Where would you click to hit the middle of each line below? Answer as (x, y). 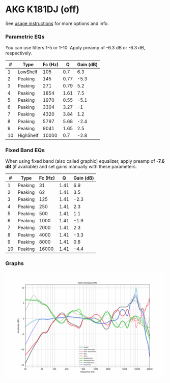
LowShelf (27, 72)
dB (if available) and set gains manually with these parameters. (71, 167)
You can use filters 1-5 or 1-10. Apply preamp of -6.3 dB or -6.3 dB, (75, 48)
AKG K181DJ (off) (42, 9)
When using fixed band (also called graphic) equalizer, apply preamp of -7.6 (85, 161)
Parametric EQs (25, 37)
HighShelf (28, 135)
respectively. (19, 53)
